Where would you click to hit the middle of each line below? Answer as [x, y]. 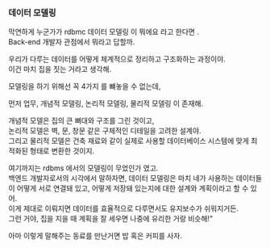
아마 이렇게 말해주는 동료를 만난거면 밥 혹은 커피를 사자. [96, 236]
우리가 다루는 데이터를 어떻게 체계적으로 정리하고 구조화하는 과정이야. [117, 59]
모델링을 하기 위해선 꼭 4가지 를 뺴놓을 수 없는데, [85, 86]
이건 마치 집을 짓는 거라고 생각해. [60, 69]
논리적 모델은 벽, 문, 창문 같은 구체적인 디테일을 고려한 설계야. [105, 131]
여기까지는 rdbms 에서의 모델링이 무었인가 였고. [83, 168]
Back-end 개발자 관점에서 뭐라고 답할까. [72, 42]
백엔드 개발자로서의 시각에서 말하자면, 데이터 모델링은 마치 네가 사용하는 [121, 179]
